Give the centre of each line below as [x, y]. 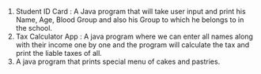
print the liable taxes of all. [59, 53]
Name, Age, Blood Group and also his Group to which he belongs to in [130, 20]
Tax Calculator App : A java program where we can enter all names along [134, 36]
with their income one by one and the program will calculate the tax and [132, 45]
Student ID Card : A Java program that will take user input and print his [131, 11]
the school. [34, 28]
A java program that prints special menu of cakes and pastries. [118, 61]
